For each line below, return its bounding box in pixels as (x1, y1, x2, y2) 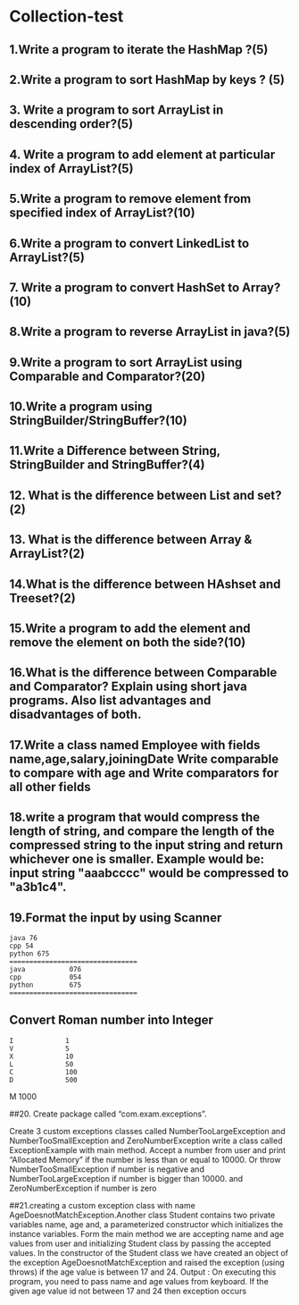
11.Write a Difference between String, (9, 443, 220, 459)
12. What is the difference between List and (9, 487, 255, 502)
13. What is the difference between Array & (9, 532, 253, 547)
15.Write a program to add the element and (9, 621, 252, 636)
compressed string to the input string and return (9, 838, 284, 853)
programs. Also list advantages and (9, 693, 212, 708)
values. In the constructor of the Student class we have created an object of (9, 1247, 288, 1258)
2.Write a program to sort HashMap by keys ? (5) (9, 72, 286, 87)
